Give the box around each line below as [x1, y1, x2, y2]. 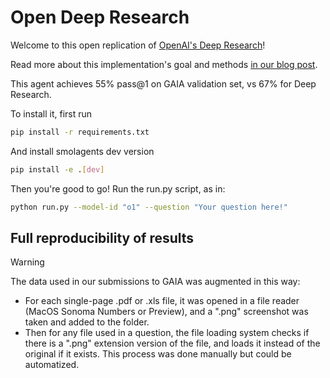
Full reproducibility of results [10, 229, 195, 246]
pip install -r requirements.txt [10, 127, 150, 137]
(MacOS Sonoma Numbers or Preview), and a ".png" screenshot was [24, 306, 309, 318]
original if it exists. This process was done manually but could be [24, 348, 292, 360]
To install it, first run [10, 107, 93, 120]
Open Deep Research [10, 6, 190, 29]
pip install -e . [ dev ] [10, 164, 105, 175]
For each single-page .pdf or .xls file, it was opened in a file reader [24, 295, 300, 307]
